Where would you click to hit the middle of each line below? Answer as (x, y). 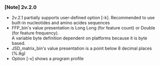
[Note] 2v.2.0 (21, 7)
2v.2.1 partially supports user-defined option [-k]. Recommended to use (83, 18)
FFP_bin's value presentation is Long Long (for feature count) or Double (83, 28)
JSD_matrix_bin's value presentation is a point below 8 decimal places (82, 48)
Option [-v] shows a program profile (48, 59)
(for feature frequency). (35, 33)
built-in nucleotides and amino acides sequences (61, 23)
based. (18, 43)
